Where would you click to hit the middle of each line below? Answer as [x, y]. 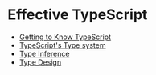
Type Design [40, 62]
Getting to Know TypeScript [65, 37]
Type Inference [44, 53]
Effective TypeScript [78, 15]
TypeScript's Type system [62, 45]
